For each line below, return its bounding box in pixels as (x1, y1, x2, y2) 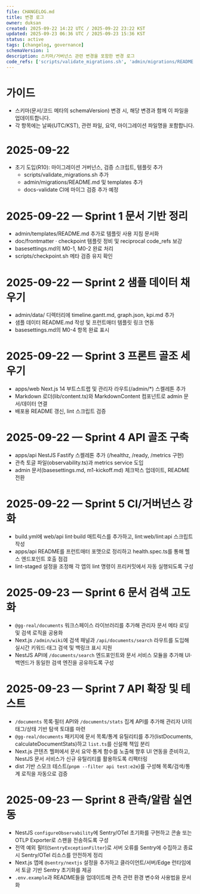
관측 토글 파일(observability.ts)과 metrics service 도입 (14, 459, 144, 466)
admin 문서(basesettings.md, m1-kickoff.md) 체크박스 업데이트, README (14, 467, 190, 474)
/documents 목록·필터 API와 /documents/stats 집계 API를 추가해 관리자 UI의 (14, 717, 192, 725)
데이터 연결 (21, 400, 48, 408)
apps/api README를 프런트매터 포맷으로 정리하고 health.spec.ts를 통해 (14, 548, 184, 555)
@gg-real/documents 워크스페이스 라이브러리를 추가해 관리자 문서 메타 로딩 (14, 622, 189, 628)
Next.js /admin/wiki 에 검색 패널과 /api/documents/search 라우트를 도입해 (14, 637, 189, 643)
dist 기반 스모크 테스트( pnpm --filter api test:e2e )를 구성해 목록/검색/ (14, 762, 186, 770)
